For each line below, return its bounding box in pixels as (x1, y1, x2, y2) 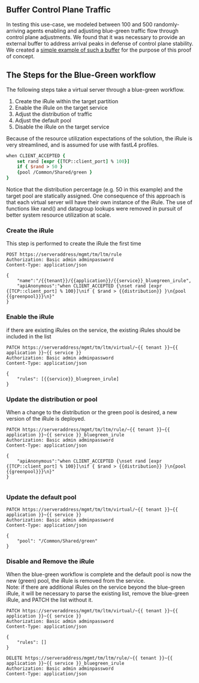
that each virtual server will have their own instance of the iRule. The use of (6, 199, 193, 206)
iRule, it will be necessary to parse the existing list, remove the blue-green (6, 590, 189, 597)
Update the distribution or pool (6, 395, 98, 403)
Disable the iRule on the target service (14, 123, 110, 130)
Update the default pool (6, 493, 77, 501)
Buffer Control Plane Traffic (6, 5, 111, 15)
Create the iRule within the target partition (14, 97, 119, 104)
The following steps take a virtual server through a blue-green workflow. (6, 86, 185, 93)
